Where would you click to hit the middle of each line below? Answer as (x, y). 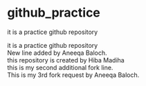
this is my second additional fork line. (60, 67)
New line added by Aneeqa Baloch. (57, 53)
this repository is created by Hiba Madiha (66, 60)
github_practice (54, 13)
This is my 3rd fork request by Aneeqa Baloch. (73, 75)
